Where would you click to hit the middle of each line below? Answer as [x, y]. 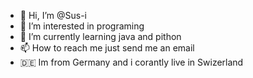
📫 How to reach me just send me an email [107, 48]
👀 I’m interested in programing [82, 26]
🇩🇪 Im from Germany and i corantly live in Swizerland [131, 62]
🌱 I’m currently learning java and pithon [100, 36]
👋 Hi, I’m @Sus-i [53, 15]
